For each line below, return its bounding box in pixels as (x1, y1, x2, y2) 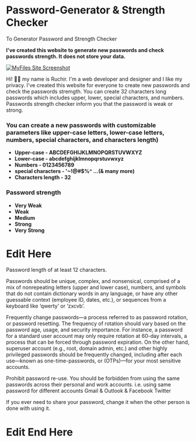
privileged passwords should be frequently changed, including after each (6, 351, 183, 358)
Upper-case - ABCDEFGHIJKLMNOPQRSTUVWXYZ (14, 149, 142, 156)
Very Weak (14, 202, 42, 209)
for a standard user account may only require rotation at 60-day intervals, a (6, 333, 187, 340)
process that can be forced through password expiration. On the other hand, (6, 339, 190, 346)
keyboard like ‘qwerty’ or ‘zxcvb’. (6, 302, 85, 310)
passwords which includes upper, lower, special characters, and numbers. (6, 94, 184, 101)
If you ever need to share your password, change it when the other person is (6, 399, 190, 406)
